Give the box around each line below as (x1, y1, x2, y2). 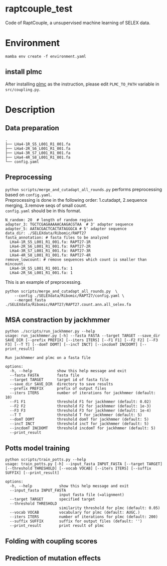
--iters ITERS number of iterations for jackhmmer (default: (10, 390, 156, 395)
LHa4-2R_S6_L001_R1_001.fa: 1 (10, 270, 73, 275)
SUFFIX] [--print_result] (5, 470, 59, 475)
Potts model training (5, 444, 70, 452)
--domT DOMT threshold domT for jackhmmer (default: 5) (10, 417, 149, 422)
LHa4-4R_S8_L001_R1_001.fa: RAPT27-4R (10, 253, 91, 258)
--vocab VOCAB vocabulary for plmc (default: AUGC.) (10, 510, 140, 515)
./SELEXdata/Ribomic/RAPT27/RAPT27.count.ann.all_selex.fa (5, 302, 131, 307)
